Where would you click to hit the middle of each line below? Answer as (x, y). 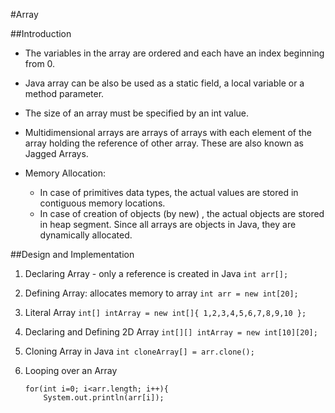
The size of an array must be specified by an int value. (137, 113)
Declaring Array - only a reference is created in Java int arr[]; (156, 273)
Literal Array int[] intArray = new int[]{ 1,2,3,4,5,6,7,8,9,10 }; (165, 312)
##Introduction (41, 33)
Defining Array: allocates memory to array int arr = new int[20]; (161, 293)
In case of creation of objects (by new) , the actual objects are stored (182, 213)
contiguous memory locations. (102, 203)
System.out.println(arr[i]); (104, 398)
